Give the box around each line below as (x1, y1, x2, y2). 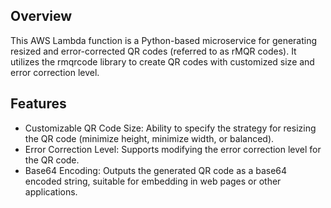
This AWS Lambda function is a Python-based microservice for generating (10, 34, 318, 46)
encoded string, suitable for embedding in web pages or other (24, 175, 282, 187)
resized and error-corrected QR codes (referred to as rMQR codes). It (10, 45, 297, 57)
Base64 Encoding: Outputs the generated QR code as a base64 (24, 164, 288, 176)
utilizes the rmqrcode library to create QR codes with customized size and (10, 55, 315, 68)
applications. (24, 185, 78, 198)
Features (10, 95, 67, 113)
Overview (10, 8, 73, 25)
